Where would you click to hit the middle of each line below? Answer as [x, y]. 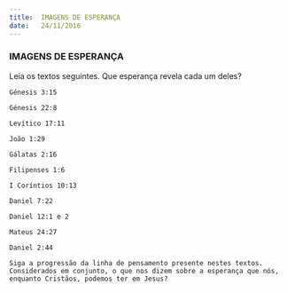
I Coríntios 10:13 [43, 185]
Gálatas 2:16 [33, 154]
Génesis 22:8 [33, 107]
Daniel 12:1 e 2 [39, 217]
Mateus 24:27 [33, 232]
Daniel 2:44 [31, 248]
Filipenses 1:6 [37, 170]
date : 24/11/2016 [45, 26]
